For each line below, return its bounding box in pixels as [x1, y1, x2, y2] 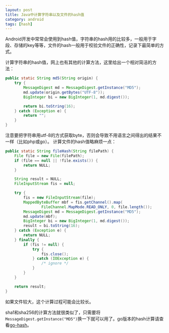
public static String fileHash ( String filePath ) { [5, 149, 114, 154]
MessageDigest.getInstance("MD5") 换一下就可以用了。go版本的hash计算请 [5, 315, 159, 321]
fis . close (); [41, 251, 69, 257]
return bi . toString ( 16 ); [23, 104, 76, 109]
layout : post [5, 7, 33, 13]
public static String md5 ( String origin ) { [5, 76, 98, 81]
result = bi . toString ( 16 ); [23, 223, 80, 228]
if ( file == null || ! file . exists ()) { [14, 158, 98, 163]
